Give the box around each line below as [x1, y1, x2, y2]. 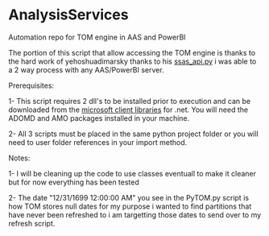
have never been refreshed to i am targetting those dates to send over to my [8, 209, 262, 219]
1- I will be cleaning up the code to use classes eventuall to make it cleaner [8, 168, 256, 178]
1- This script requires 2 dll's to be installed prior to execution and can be [8, 96, 251, 106]
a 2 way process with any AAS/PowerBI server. [8, 64, 164, 74]
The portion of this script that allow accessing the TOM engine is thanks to [8, 48, 256, 57]
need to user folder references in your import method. [8, 137, 188, 147]
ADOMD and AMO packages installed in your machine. [8, 113, 190, 122]
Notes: [8, 153, 31, 163]
